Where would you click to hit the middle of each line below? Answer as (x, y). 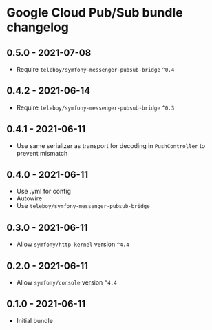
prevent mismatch (42, 153)
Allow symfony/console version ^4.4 (67, 282)
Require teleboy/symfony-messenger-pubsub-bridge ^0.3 (95, 107)
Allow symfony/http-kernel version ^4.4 (73, 244)
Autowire (29, 198)
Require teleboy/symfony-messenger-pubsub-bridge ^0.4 (95, 69)
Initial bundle (34, 320)
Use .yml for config (44, 192)
